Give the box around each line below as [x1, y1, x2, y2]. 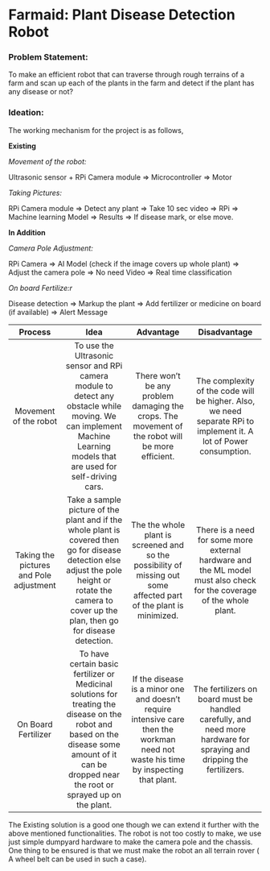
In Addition [8, 227, 46, 237]
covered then [68, 534, 120, 545]
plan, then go [69, 615, 119, 626]
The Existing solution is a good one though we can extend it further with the [8, 819, 260, 829]
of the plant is [132, 599, 184, 611]
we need [208, 405, 243, 417]
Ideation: [8, 107, 44, 118]
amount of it [71, 749, 117, 760]
